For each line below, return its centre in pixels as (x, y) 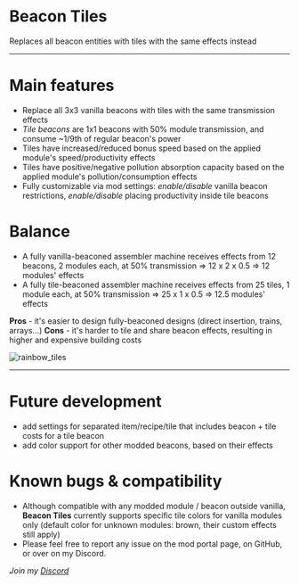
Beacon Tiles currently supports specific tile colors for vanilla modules (152, 515)
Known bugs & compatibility (116, 481)
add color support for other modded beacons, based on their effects (147, 445)
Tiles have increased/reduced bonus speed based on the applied (141, 148)
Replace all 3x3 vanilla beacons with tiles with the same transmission (149, 110)
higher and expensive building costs (76, 340)
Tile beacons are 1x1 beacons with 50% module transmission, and (143, 129)
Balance (40, 231)
